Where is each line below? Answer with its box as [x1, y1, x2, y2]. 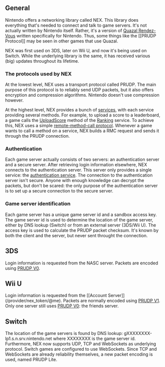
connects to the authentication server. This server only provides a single [5, 167, 152, 173]
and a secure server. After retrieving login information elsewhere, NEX [5, 162, 147, 168]
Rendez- [138, 27, 156, 34]
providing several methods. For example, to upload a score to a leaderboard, [5, 112, 161, 118]
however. [5, 97, 24, 103]
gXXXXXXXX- [124, 330, 152, 336]
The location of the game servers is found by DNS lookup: [5, 330, 123, 336]
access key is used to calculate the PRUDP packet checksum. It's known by [5, 227, 159, 233]
